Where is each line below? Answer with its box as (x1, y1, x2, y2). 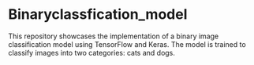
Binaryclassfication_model (8, 5, 188, 23)
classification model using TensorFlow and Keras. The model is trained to (8, 39, 246, 49)
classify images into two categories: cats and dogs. (8, 48, 176, 57)
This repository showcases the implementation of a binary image (8, 31, 219, 41)
